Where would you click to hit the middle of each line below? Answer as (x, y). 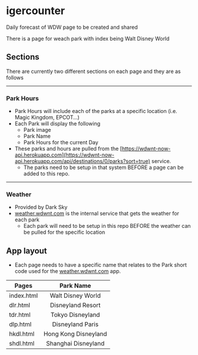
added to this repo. (46, 174)
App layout (27, 251)
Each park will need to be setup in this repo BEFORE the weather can (107, 226)
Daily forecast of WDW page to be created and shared (72, 27)
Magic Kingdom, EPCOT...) (47, 117)
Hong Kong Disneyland (75, 334)
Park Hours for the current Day (61, 142)
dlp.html (20, 324)
